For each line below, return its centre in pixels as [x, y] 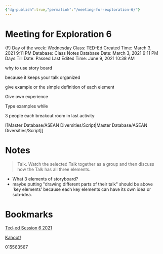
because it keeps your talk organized [43, 77]
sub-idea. [22, 194]
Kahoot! [13, 238]
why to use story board [29, 68]
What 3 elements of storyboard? [45, 179]
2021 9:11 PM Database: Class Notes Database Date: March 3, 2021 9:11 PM [82, 53]
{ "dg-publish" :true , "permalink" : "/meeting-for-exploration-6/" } [73, 10]
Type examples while [27, 106]
